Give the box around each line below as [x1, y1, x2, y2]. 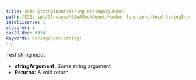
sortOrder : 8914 [6, 30, 45, 36]
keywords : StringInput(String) [6, 35, 82, 41]
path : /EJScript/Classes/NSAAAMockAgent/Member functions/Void [6, 14, 163, 20]
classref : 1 [6, 24, 35, 31]
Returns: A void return [14, 69, 69, 75]
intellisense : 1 [6, 19, 45, 25]
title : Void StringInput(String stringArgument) [6, 8, 127, 14]
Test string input [6, 52, 45, 58]
